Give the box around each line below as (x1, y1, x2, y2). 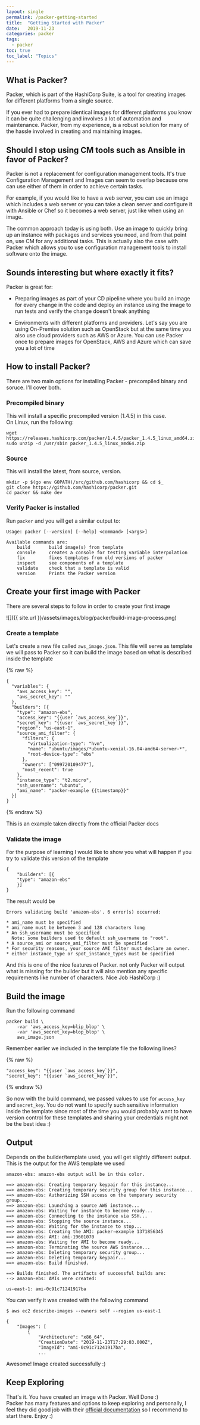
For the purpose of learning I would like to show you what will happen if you (6, 849, 192, 856)
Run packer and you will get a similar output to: (6, 517, 121, 524)
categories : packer (6, 31, 55, 37)
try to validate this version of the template (6, 855, 108, 862)
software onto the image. (6, 250, 68, 257)
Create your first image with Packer (6, 586, 141, 597)
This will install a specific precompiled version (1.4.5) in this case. (6, 412, 167, 420)
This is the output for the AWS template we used (6, 1160, 125, 1167)
